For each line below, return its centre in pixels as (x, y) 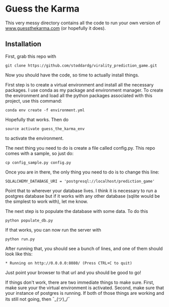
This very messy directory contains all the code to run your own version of (83, 23)
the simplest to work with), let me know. (47, 201)
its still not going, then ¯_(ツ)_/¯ (38, 299)
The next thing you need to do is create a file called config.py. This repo (80, 148)
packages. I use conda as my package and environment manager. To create (84, 90)
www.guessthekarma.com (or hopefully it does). (56, 28)
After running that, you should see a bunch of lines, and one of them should (84, 248)
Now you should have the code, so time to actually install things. (72, 75)
